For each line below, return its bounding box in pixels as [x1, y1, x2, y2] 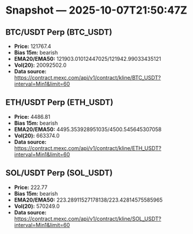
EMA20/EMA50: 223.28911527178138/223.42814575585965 [14, 196, 163, 203]
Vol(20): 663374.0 [14, 132, 60, 139]
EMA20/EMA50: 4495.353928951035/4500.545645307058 [14, 125, 162, 133]
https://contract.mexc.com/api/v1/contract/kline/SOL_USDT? [14, 215, 162, 222]
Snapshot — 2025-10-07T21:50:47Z [5, 4, 188, 17]
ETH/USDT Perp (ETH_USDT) [5, 97, 113, 108]
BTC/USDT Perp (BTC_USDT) [5, 27, 113, 37]
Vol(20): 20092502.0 [14, 61, 67, 69]
